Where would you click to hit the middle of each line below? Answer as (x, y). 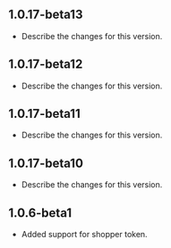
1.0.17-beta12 (46, 65)
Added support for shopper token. (85, 235)
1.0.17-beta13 (46, 15)
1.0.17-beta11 (45, 114)
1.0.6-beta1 (40, 213)
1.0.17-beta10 (46, 163)
